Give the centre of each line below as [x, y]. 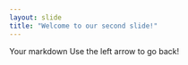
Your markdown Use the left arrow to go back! [94, 51]
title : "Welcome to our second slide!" [84, 26]
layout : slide [36, 17]
